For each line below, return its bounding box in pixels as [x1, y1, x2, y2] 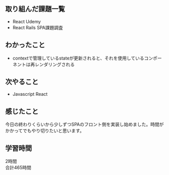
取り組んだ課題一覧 [5, 5, 65, 14]
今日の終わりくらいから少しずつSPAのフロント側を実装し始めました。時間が [5, 122, 164, 128]
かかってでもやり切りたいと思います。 [5, 128, 84, 134]
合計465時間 [5, 164, 32, 170]
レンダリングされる [34, 61, 75, 67]
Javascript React [12, 91, 48, 97]
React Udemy [12, 18, 41, 24]
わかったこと [5, 41, 45, 49]
